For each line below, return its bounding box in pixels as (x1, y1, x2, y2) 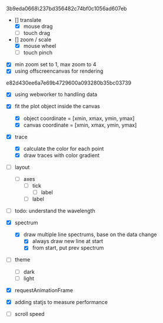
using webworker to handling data (14, 91, 98, 98)
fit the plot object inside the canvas (14, 103, 100, 110)
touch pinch (23, 49, 53, 56)
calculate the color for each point (23, 145, 104, 152)
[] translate (14, 17, 42, 23)
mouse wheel (23, 43, 56, 50)
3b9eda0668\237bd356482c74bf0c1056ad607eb (6, 5, 127, 12)
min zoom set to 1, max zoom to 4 (14, 61, 97, 68)
